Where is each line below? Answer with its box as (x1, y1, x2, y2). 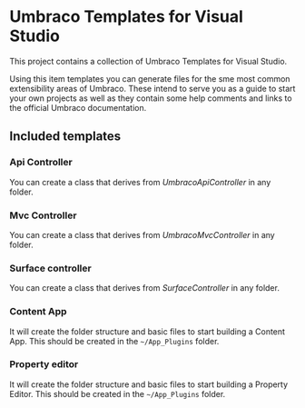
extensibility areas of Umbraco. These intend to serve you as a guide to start (9, 83, 296, 94)
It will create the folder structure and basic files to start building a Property (9, 379, 289, 390)
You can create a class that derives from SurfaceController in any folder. (9, 283, 280, 294)
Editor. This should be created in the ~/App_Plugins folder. (9, 388, 226, 399)
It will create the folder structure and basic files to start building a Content (9, 325, 286, 337)
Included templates (9, 129, 122, 144)
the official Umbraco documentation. (9, 102, 147, 113)
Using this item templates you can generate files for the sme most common (9, 73, 290, 84)
